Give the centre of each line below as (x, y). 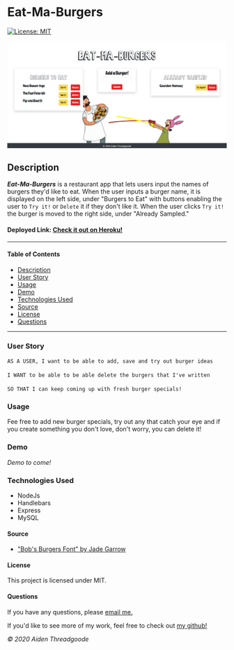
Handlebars (34, 502)
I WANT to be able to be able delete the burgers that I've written (109, 375)
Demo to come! (29, 462)
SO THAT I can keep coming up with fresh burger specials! (95, 389)
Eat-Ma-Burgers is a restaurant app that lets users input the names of (108, 184)
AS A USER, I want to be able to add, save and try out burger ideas (110, 362)
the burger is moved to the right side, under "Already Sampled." (98, 214)
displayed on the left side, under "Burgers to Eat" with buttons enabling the (115, 199)
